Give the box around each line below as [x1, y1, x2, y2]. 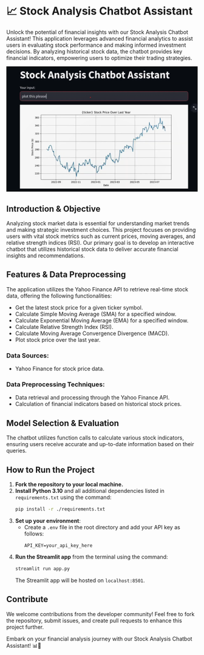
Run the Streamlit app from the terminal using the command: [15, 553, 168, 560]
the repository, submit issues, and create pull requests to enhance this [6, 617, 182, 624]
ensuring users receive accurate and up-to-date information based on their [6, 441, 194, 448]
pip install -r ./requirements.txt [15, 506, 106, 512]
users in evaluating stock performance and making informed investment [6, 41, 186, 49]
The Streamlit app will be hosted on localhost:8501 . [15, 577, 145, 584]
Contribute [6, 594, 49, 605]
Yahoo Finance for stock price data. [15, 365, 104, 373]
